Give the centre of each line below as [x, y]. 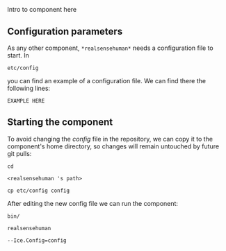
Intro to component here [42, 10]
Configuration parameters [65, 31]
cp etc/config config [39, 191]
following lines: [29, 88]
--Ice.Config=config [37, 240]
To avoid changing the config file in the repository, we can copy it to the [110, 139]
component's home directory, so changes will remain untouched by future [113, 146]
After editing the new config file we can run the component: [93, 203]
